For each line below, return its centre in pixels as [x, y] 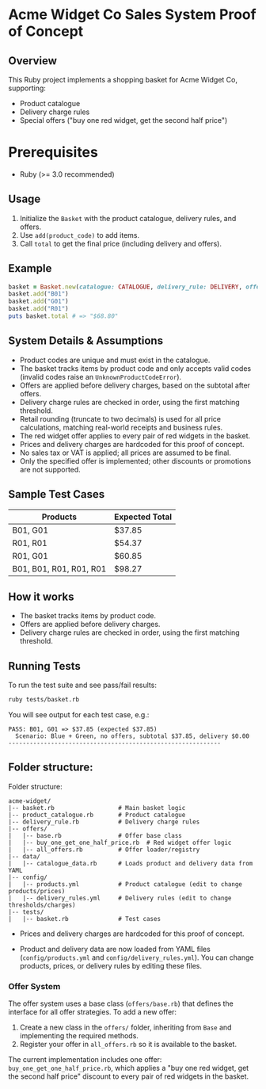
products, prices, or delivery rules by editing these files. [110, 965]
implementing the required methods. [79, 1036]
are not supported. [50, 469]
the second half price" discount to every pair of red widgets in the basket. [129, 1076]
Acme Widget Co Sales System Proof [132, 15]
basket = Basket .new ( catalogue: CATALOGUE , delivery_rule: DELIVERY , [125, 287]
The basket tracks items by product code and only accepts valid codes [135, 368]
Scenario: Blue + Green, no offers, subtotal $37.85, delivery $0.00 [132, 736]
